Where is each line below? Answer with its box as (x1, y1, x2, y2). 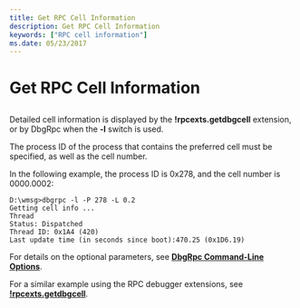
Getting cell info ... (9, 204, 95, 213)
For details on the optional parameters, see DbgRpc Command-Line (9, 251, 265, 262)
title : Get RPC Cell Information (9, 13, 136, 23)
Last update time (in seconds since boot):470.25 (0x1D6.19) (9, 235, 246, 244)
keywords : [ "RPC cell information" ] (9, 30, 148, 39)
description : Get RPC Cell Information (9, 22, 160, 31)
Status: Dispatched (9, 219, 83, 228)
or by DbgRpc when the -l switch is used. (9, 124, 164, 134)
